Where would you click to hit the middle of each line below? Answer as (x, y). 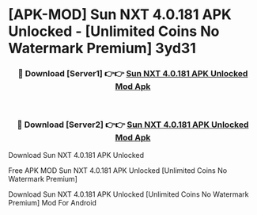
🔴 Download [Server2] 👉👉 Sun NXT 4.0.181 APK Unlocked (133, 125)
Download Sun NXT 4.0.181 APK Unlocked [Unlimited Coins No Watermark (128, 194)
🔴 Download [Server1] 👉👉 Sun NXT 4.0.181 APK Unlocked (133, 74)
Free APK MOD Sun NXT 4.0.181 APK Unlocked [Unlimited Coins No (118, 170)
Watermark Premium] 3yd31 (102, 48)
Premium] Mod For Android (53, 202)
